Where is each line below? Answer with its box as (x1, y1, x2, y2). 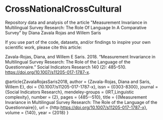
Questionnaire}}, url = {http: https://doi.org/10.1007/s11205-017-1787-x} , (5, 104, 147, 110)
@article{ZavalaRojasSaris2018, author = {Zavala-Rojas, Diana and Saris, (5, 79, 151, 85)
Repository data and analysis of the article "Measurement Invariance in (5, 19, 147, 25)
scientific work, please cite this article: (5, 44, 82, 50)
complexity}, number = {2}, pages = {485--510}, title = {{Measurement (5, 94, 147, 100)
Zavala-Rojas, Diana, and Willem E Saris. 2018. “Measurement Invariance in (5, 53, 156, 59)
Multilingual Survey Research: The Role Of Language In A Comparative (5, 24, 147, 30)
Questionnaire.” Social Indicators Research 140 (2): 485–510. (5, 64, 127, 70)
